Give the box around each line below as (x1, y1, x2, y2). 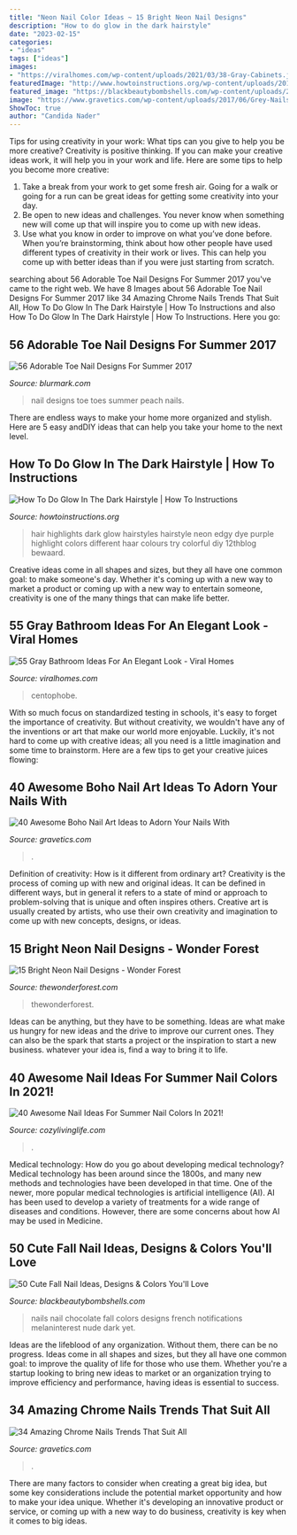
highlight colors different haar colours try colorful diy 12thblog (30, 538, 257, 548)
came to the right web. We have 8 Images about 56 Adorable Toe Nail (9, 283, 263, 294)
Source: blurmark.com (9, 377, 91, 388)
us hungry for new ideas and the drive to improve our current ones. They (9, 1026, 275, 1036)
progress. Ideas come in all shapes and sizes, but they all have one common (9, 1348, 287, 1360)
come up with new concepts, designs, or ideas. (9, 916, 181, 926)
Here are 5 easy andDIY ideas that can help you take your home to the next (9, 422, 283, 432)
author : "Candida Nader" (9, 112, 101, 120)
